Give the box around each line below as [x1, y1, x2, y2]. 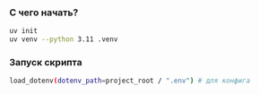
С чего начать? [9, 6, 79, 19]
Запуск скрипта [9, 56, 82, 68]
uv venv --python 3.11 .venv [9, 35, 118, 44]
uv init [9, 27, 39, 36]
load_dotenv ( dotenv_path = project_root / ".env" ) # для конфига [9, 76, 251, 86]
